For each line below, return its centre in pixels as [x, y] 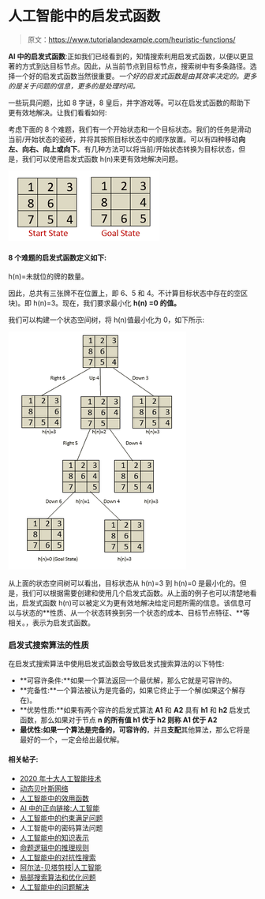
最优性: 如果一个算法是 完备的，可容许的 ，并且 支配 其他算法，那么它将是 [135, 730]
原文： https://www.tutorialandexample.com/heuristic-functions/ [131, 39]
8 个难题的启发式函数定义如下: [58, 257]
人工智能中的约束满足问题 [61, 818]
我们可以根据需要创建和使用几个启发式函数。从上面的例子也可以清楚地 [136, 594]
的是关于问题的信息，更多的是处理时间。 [74, 86]
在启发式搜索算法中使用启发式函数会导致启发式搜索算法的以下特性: [116, 664]
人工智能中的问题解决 [54, 887]
